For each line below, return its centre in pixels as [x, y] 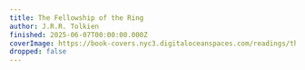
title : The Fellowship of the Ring [77, 18]
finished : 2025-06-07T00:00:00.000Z [79, 35]
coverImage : [32, 43]
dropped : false [38, 52]
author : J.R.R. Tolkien [54, 26]
